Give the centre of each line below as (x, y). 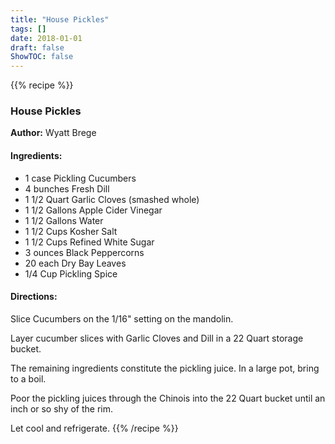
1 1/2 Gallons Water (64, 220)
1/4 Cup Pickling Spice (71, 273)
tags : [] (28, 29)
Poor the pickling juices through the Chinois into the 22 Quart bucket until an (168, 398)
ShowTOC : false (42, 57)
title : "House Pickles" (60, 19)
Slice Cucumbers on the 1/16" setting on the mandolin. (122, 318)
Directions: (34, 297)
